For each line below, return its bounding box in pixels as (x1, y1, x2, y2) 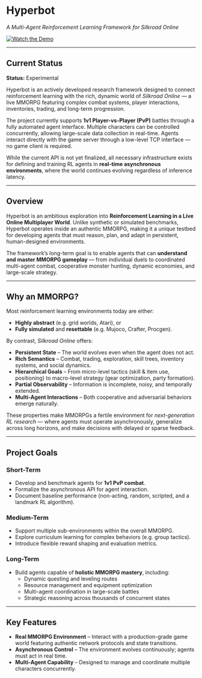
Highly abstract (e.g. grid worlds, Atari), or (14, 319, 121, 327)
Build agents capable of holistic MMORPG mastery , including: (14, 569, 170, 576)
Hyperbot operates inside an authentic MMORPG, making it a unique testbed (6, 225, 196, 232)
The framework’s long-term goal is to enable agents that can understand (6, 249, 188, 256)
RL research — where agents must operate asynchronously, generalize (6, 418, 182, 425)
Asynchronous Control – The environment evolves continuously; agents (14, 646, 195, 653)
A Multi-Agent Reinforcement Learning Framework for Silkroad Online (6, 23, 179, 31)
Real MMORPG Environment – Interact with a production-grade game (14, 633, 188, 641)
